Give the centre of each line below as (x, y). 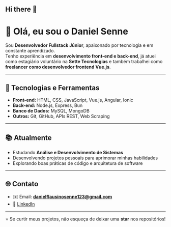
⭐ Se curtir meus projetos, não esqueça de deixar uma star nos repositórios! (85, 219)
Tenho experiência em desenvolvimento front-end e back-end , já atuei (81, 56)
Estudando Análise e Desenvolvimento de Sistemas (68, 152)
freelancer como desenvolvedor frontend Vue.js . (58, 67)
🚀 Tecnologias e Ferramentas (52, 88)
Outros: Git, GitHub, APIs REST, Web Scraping (61, 116)
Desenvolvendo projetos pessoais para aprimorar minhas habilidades (85, 158)
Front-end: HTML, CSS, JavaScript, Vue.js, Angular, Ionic (73, 100)
